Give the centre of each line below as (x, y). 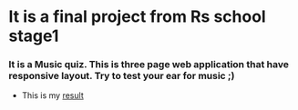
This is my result (52, 95)
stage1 (34, 36)
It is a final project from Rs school (137, 17)
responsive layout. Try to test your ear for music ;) (122, 76)
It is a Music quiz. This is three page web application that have (149, 65)
